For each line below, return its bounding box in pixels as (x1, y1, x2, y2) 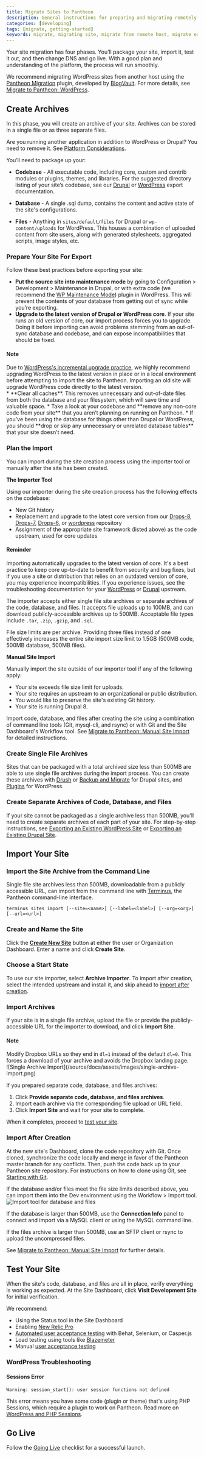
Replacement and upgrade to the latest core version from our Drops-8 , (15, 513, 192, 520)
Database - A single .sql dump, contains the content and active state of (15, 199, 194, 207)
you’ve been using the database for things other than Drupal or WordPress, (6, 416, 194, 423)
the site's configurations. (15, 205, 78, 213)
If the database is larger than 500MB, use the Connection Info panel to (6, 1209, 184, 1217)
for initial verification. (6, 1293, 59, 1300)
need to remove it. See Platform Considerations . (6, 144, 126, 152)
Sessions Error (6, 1373, 44, 1380)
